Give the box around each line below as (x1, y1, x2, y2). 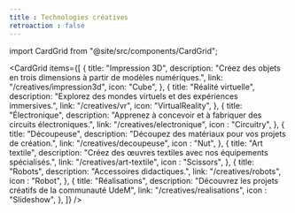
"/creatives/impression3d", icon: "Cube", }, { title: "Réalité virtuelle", (9, 81, 255, 92)
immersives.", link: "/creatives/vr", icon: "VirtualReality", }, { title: (9, 100, 243, 110)
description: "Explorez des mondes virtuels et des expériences (9, 90, 238, 102)
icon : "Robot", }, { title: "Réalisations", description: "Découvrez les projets (9, 175, 279, 186)
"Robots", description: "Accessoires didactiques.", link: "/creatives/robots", (9, 165, 282, 177)
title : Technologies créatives (9, 12, 128, 22)
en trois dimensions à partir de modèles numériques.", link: (9, 72, 223, 82)
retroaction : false (9, 21, 86, 30)
